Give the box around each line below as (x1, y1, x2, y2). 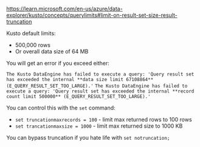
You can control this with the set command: (6, 104, 116, 111)
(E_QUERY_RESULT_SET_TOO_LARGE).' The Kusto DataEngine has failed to (6, 83, 188, 89)
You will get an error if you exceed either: (6, 60, 109, 67)
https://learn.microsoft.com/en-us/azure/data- (6, 5, 123, 12)
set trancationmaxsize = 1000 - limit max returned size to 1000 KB (15, 122, 183, 129)
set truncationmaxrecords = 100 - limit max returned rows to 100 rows (15, 116, 193, 123)
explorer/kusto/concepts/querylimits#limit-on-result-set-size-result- (6, 11, 178, 19)
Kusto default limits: (6, 30, 56, 37)
